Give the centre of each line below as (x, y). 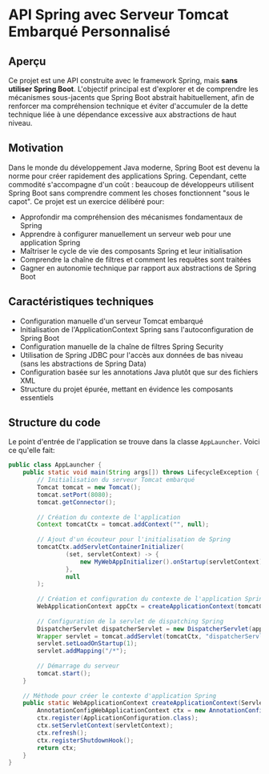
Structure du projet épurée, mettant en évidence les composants (126, 389)
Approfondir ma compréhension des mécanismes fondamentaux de (131, 217)
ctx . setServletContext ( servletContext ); (105, 726)
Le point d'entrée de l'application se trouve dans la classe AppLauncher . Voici (134, 442)
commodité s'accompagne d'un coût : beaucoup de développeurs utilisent (131, 184)
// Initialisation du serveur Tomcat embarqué (116, 480)
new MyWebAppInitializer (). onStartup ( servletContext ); (173, 562)
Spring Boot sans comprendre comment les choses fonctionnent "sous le (129, 193)
